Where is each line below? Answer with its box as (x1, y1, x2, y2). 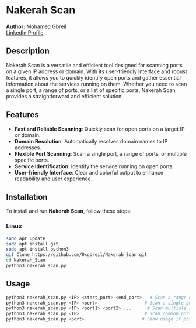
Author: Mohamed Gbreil (6, 23, 67, 30)
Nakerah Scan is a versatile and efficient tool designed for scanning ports (6, 61, 183, 69)
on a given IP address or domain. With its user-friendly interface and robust (6, 68, 188, 75)
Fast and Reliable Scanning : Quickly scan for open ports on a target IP (14, 125, 185, 132)
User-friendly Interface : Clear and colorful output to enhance (14, 169, 164, 176)
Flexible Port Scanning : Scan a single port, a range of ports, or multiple (14, 150, 187, 157)
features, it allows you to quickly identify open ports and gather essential (6, 74, 181, 81)
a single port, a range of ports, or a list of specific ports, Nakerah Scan (6, 86, 176, 94)
